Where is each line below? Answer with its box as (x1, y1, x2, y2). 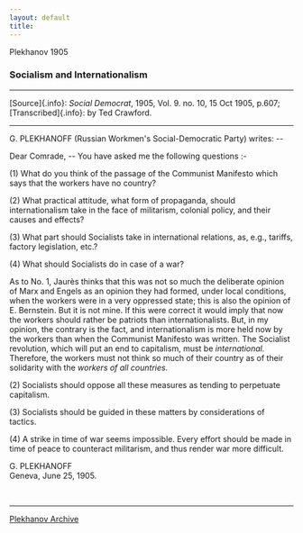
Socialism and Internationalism (9, 68, 148, 81)
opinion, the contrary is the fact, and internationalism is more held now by (9, 323, 283, 334)
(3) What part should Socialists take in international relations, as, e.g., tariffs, (9, 231, 293, 242)
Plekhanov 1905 (9, 46, 69, 57)
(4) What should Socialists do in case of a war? (9, 258, 185, 269)
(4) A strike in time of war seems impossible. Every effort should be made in (9, 433, 292, 444)
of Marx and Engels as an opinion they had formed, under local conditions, (9, 285, 287, 296)
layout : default (9, 13, 70, 23)
